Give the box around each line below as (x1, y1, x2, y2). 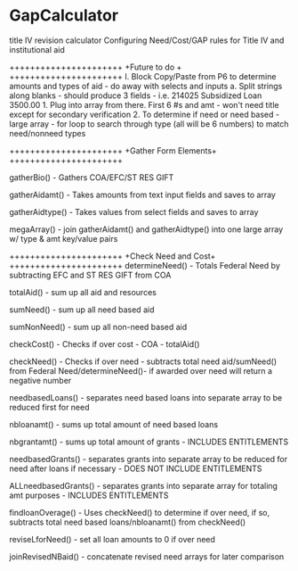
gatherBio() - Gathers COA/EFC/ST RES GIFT (9, 171, 174, 183)
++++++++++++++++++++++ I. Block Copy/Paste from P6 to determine (9, 70, 277, 81)
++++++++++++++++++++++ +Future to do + (9, 62, 182, 72)
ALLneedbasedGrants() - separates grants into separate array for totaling (9, 480, 278, 491)
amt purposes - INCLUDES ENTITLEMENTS (9, 490, 169, 501)
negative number (9, 375, 72, 385)
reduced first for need (9, 401, 91, 412)
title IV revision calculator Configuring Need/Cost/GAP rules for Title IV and (9, 35, 285, 46)
